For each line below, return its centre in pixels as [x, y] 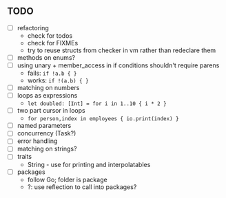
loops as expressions [47, 96]
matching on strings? [47, 149]
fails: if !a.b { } [52, 73]
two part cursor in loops [51, 111]
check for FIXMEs [53, 43]
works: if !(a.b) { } [58, 80]
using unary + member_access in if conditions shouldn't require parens [118, 65]
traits [24, 157]
